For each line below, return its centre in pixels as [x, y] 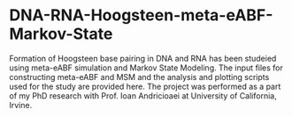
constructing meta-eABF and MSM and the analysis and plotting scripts [139, 77]
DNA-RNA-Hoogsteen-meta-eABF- [141, 15]
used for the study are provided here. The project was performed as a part [145, 86]
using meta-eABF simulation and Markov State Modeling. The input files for [146, 68]
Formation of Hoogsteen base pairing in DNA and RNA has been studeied [143, 58]
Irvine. [21, 105]
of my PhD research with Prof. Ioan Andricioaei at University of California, [143, 95]
